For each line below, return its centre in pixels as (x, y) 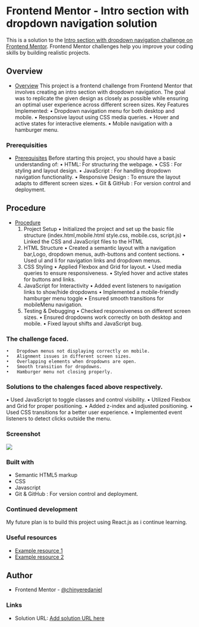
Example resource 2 (39, 557)
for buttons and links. (50, 279)
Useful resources (32, 537)
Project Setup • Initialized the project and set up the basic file (99, 229)
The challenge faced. (37, 338)
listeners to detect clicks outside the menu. (59, 419)
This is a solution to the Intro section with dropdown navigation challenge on (99, 40)
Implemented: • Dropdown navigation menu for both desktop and (95, 110)
